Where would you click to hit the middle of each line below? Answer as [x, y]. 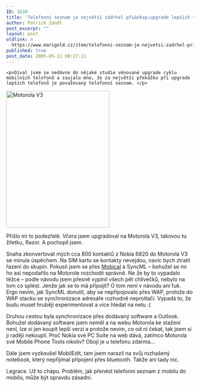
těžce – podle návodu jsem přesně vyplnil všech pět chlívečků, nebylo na [96, 279]
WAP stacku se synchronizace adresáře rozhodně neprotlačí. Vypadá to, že [99, 298]
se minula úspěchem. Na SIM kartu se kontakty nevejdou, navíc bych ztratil [98, 260]
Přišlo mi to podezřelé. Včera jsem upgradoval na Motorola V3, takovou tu [96, 236]
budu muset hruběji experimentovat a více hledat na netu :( [79, 305]
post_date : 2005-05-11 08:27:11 [46, 56]
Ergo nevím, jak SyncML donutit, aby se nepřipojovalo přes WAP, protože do [100, 292]
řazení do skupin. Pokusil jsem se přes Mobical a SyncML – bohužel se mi [96, 266]
